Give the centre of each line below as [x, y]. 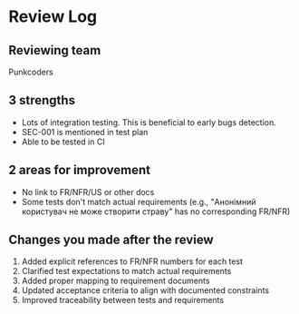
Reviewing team [55, 50]
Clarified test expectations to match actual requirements [126, 271]
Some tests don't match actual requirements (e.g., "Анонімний [139, 201]
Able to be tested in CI [63, 142]
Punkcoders [31, 72]
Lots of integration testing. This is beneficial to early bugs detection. [149, 122]
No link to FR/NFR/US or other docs [88, 191]
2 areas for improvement [80, 170]
